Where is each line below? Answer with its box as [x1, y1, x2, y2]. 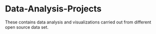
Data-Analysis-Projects [5, 3, 102, 14]
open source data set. [5, 24, 49, 30]
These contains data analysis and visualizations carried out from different [5, 19, 151, 25]
